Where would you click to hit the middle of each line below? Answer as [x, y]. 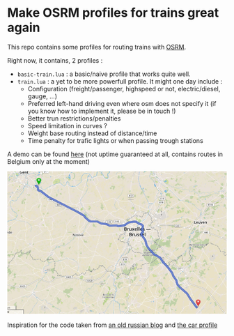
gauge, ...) [42, 96]
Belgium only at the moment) [49, 161]
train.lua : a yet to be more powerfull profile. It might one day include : [120, 81]
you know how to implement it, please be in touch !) [102, 111]
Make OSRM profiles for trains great [113, 13]
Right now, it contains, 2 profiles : [55, 60]
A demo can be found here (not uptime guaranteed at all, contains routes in [115, 154]
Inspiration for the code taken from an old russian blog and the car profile [112, 325]
